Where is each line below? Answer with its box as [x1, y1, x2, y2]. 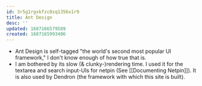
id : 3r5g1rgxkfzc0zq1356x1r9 [6, 8, 80, 15]
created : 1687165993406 [6, 31, 66, 37]
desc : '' [6, 20, 28, 26]
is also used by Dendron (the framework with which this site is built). [14, 73, 186, 81]
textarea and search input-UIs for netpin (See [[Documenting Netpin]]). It [14, 67, 197, 74]
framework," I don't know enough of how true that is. [14, 54, 147, 61]
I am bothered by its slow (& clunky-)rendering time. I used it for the [14, 61, 183, 68]
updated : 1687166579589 [6, 25, 66, 32]
